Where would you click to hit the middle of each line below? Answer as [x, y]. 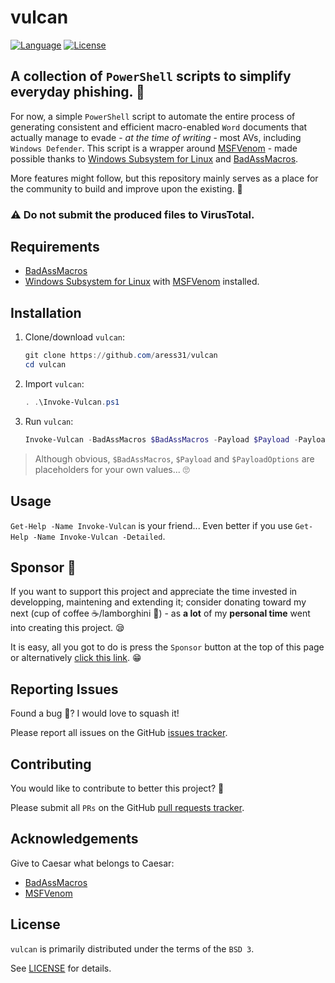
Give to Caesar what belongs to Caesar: [92, 863]
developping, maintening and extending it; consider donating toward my [158, 602]
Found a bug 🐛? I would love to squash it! [95, 713]
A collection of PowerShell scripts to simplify [151, 76]
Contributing [51, 764]
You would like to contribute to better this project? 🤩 [117, 788]
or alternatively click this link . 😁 [76, 658]
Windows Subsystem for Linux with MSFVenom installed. [142, 282]
